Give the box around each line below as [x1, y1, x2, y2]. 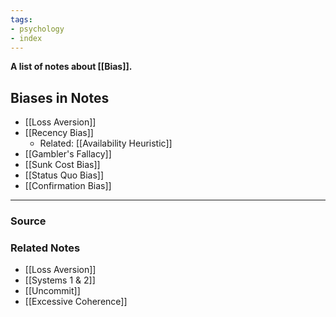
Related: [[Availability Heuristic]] [39, 137, 173, 150]
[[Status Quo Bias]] [24, 169, 105, 181]
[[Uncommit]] [24, 285, 81, 297]
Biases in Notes [10, 89, 110, 106]
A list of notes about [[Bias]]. [10, 61, 133, 73]
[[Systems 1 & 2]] [24, 274, 96, 286]
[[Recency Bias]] [24, 127, 94, 139]
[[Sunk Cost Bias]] [24, 159, 101, 171]
